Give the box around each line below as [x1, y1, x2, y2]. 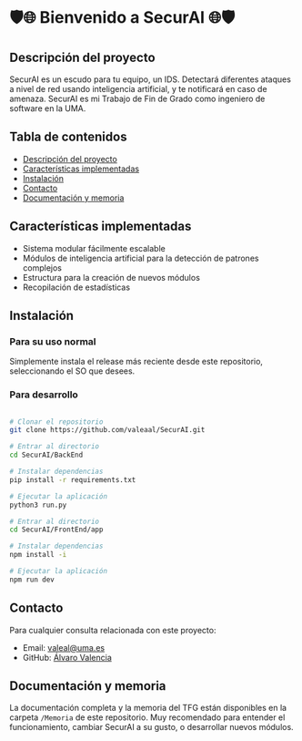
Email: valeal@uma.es [22, 642, 106, 653]
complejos [22, 262, 62, 273]
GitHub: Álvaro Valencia [22, 652, 112, 663]
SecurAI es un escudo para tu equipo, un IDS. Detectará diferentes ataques [9, 74, 291, 85]
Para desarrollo [9, 388, 79, 401]
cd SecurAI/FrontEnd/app [9, 525, 104, 534]
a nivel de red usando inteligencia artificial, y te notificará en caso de [9, 84, 267, 94]
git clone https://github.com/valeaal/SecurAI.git [9, 426, 206, 435]
